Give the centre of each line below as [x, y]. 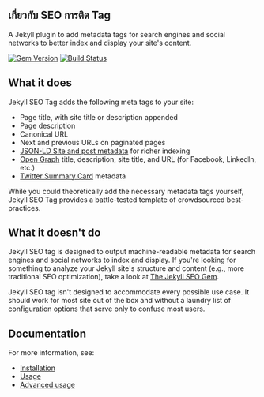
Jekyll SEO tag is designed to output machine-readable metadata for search [132, 252]
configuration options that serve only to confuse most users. [107, 309]
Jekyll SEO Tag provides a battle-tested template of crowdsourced [117, 200]
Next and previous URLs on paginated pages [92, 142]
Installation [38, 368]
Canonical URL [44, 134]
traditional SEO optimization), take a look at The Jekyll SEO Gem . [114, 277]
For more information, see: [51, 353]
